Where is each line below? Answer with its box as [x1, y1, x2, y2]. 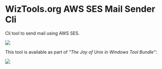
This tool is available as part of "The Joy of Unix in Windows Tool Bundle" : [5, 49, 158, 55]
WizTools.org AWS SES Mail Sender [5, 3, 156, 15]
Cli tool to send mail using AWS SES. [5, 30, 80, 36]
